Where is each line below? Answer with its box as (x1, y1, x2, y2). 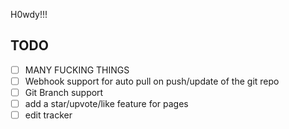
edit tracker (24, 109, 73, 121)
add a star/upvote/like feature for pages (24, 98, 189, 109)
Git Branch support (24, 86, 104, 98)
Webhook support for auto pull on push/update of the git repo (24, 75, 280, 87)
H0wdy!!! (10, 9, 48, 20)
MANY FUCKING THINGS (24, 64, 130, 76)
